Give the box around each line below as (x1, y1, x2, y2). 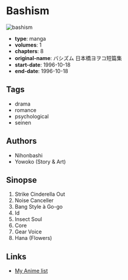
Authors (6, 136, 37, 146)
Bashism (6, 4, 50, 18)
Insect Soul (14, 216, 42, 223)
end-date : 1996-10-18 (14, 67, 68, 74)
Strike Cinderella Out (14, 190, 65, 198)
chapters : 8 (14, 47, 44, 54)
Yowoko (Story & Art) (14, 158, 66, 165)
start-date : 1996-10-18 (14, 61, 71, 68)
